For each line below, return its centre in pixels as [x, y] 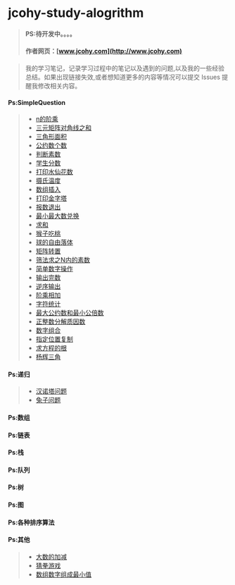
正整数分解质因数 [61, 321]
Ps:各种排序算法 [31, 522]
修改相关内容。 [59, 85]
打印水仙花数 [54, 172]
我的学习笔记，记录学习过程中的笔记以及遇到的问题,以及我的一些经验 [125, 68]
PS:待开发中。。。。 [50, 34]
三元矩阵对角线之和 [64, 128]
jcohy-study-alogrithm [76, 13]
